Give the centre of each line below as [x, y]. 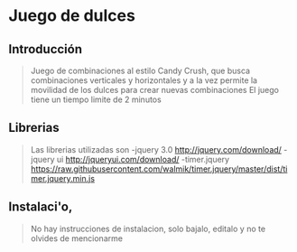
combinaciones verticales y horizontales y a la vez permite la [144, 80]
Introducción [46, 49]
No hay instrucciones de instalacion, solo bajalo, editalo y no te [148, 229]
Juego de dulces [72, 16]
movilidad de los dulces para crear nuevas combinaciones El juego [154, 90]
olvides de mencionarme [77, 238]
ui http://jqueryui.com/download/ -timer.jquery [143, 159]
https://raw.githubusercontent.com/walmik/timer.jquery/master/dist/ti [159, 169]
